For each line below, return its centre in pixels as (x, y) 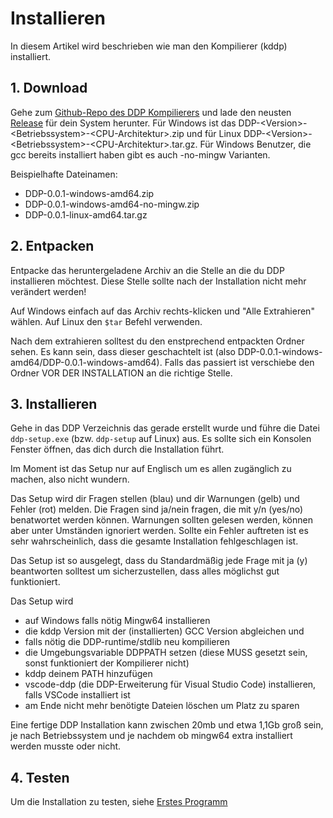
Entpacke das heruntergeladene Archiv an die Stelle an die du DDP (147, 270)
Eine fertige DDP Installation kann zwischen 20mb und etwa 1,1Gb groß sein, (167, 725)
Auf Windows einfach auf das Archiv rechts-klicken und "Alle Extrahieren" (162, 311)
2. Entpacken (52, 246)
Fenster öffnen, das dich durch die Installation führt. (117, 449)
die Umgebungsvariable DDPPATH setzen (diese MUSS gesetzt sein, (166, 653)
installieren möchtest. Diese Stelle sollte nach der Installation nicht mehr (158, 281)
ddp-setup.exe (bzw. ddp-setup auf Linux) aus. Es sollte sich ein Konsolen (161, 439)
